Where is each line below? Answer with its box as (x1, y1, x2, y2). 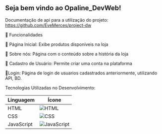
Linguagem (7, 96, 35, 103)
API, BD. (5, 75, 22, 81)
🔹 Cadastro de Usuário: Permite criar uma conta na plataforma (5, 60, 132, 66)
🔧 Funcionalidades (5, 32, 43, 37)
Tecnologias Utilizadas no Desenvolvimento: (5, 85, 96, 91)
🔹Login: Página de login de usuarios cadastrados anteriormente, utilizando (5, 70, 158, 76)
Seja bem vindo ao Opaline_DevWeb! (5, 4, 121, 12)
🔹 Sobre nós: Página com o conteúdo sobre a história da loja (5, 51, 129, 57)
